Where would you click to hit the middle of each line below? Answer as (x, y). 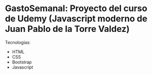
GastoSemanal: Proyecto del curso (76, 8)
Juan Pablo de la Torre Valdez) (67, 29)
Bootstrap (22, 62)
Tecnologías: (18, 42)
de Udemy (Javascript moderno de (76, 19)
